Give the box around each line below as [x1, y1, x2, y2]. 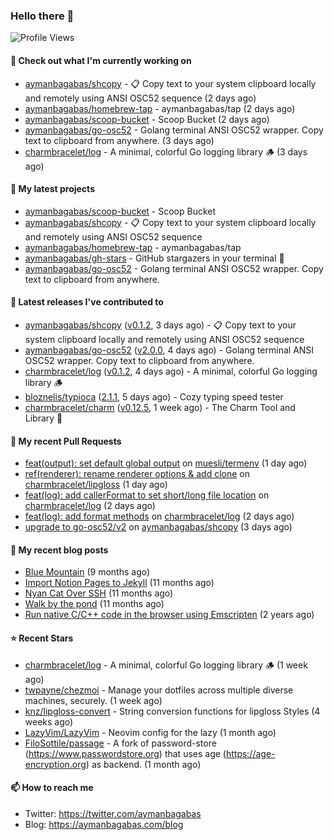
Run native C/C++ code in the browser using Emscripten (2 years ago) [24, 609, 315, 621]
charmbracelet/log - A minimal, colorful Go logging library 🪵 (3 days [24, 145, 308, 158]
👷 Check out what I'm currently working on [10, 54, 192, 66]
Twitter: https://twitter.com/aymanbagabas [24, 807, 202, 819]
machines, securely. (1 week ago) [24, 694, 163, 706]
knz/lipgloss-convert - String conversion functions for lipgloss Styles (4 [24, 705, 321, 717]
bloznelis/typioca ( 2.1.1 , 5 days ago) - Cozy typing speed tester [24, 390, 284, 403]
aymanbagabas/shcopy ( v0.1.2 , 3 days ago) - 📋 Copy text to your [24, 319, 297, 331]
